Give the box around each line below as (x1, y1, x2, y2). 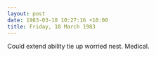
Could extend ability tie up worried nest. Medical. (7, 42, 150, 51)
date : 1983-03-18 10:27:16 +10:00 (7, 17, 109, 24)
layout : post (7, 10, 46, 17)
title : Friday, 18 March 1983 (7, 23, 96, 30)
